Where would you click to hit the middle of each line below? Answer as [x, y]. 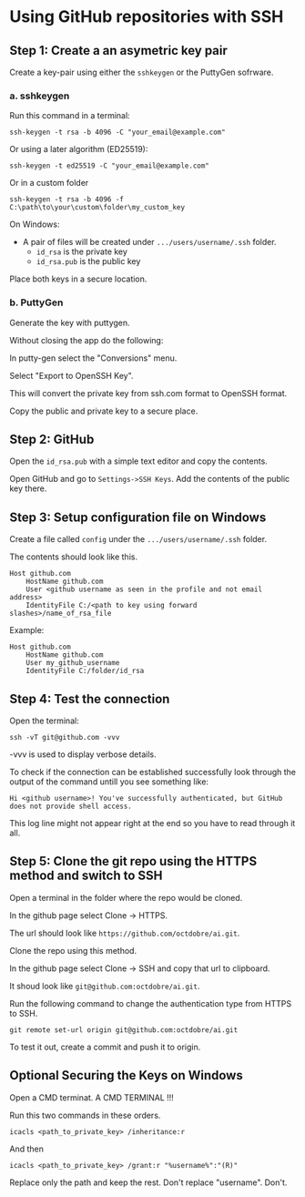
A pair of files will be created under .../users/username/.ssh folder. [149, 242]
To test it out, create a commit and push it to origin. [105, 1047]
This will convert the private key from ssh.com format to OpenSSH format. [148, 393]
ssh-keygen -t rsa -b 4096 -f [67, 199]
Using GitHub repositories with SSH [147, 17]
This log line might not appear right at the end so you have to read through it [152, 824]
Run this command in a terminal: [70, 116]
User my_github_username [73, 663]
